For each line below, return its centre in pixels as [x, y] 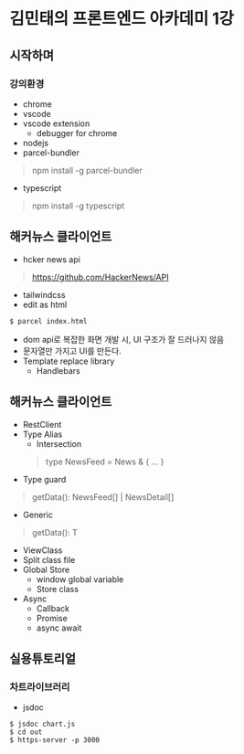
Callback [53, 608]
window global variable [80, 579]
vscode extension [56, 123]
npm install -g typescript [78, 206]
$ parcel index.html [49, 321]
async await [59, 628]
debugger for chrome [77, 133]
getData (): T [54, 532]
